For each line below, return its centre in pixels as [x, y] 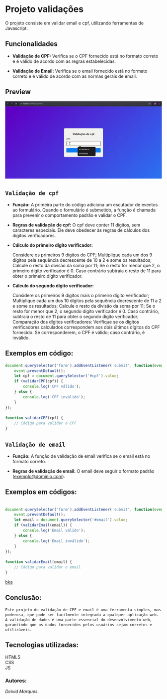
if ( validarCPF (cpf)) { [39, 381]
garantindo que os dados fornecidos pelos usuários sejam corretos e [79, 625]
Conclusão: [23, 598]
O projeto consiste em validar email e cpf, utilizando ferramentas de [75, 23]
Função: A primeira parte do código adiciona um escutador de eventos [85, 204]
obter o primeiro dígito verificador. [47, 276]
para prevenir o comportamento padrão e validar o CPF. [70, 215]
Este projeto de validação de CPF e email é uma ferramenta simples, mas [83, 610]
